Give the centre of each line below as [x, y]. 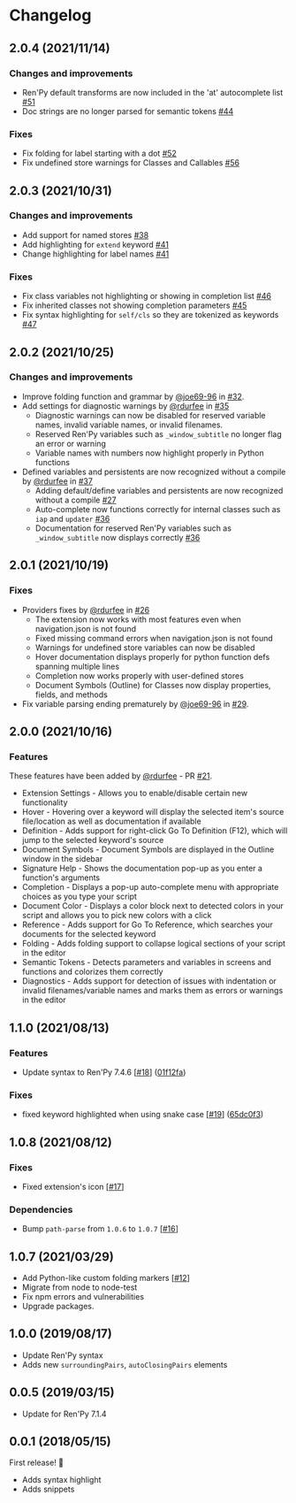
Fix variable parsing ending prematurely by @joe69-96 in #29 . [135, 703]
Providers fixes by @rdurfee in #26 [86, 610]
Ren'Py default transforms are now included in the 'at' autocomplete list [152, 92]
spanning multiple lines [77, 666]
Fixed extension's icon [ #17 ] [73, 1186]
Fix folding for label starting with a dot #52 [99, 153]
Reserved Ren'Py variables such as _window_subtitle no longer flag [159, 433]
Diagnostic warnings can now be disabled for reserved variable [151, 415]
